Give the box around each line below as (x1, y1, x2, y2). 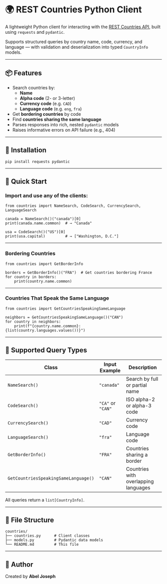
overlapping (126, 478, 154, 485)
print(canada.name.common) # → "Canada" (5, 221, 92, 226)
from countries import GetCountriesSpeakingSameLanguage (5, 306, 126, 311)
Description (128, 364, 157, 371)
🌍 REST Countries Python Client (5, 4, 142, 15)
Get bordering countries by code (12, 111, 81, 117)
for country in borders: (5, 274, 57, 279)
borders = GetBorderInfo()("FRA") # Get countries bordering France (5, 270, 153, 275)
